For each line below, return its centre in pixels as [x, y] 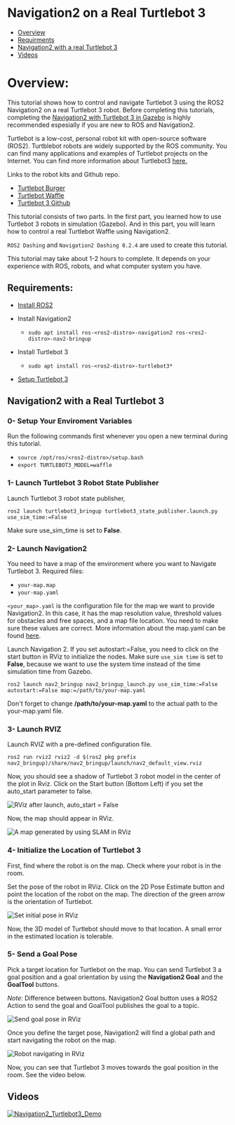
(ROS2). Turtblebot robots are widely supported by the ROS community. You [117, 146]
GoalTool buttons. [33, 984]
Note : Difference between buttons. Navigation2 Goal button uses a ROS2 [113, 998]
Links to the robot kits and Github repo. [64, 174]
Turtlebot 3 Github [44, 203]
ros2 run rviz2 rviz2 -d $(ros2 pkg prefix [72, 757]
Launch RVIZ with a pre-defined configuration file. [80, 744]
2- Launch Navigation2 [47, 548]
